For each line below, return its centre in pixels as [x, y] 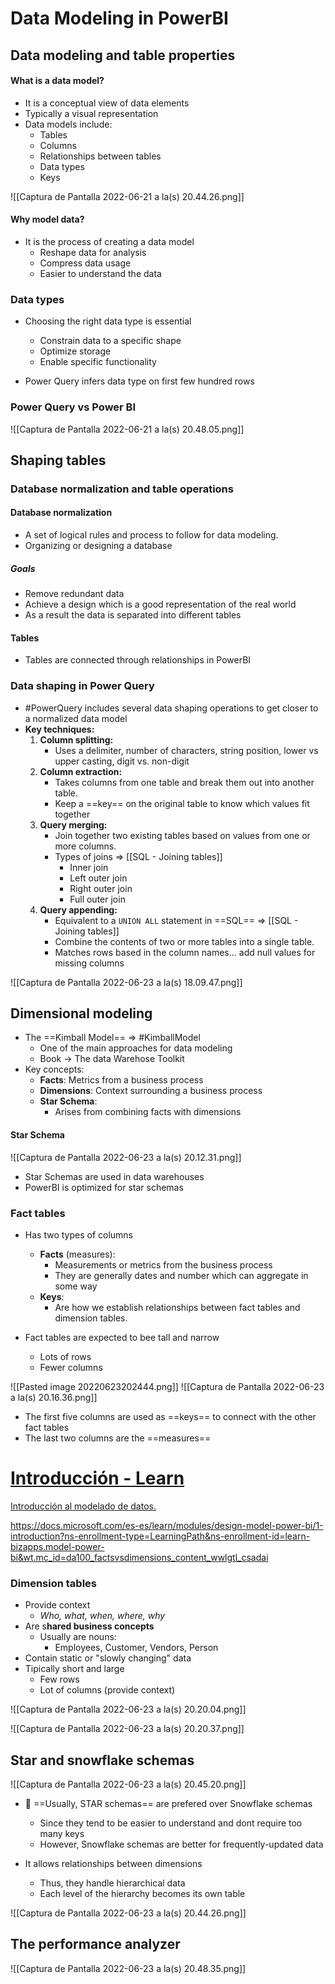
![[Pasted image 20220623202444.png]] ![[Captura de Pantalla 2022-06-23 [167, 1386]
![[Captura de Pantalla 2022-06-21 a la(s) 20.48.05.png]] [127, 429]
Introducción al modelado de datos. [83, 1506]
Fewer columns [71, 1367]
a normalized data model [76, 718]
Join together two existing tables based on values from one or [182, 835]
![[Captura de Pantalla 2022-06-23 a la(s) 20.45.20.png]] [128, 1784]
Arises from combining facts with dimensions [148, 1112]
